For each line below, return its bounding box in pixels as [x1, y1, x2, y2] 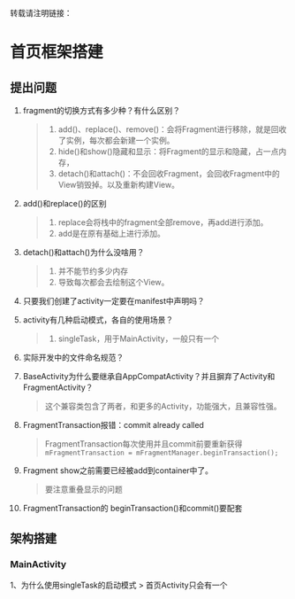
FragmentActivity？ [22, 382, 94, 393]
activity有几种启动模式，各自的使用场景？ [22, 315, 174, 325]
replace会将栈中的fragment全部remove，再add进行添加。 [57, 217, 269, 228]
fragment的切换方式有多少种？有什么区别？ [22, 105, 180, 115]
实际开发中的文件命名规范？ [22, 353, 125, 362]
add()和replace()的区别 [22, 198, 107, 208]
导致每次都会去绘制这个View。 [57, 277, 170, 287]
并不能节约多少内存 [57, 266, 129, 276]
